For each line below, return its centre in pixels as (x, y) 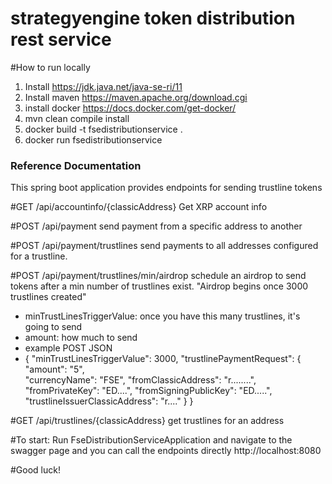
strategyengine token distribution (153, 18)
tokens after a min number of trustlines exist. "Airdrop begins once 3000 (159, 286)
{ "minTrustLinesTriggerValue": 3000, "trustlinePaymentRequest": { (163, 359)
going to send (53, 327)
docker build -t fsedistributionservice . (103, 129)
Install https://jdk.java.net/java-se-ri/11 (103, 86)
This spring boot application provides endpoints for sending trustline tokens (166, 188)
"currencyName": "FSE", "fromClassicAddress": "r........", (140, 380)
